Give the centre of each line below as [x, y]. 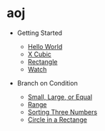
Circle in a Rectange [57, 120]
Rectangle [42, 61]
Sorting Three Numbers [62, 112]
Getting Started [39, 33]
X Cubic [39, 54]
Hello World [45, 46]
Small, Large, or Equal [60, 97]
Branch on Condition [47, 83]
